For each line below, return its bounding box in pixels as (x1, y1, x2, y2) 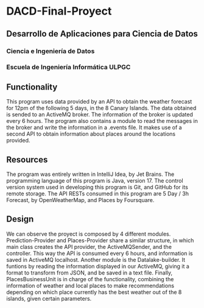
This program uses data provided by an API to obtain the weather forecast (6, 98, 192, 105)
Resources (6, 154, 48, 165)
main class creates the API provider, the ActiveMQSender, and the (6, 243, 172, 250)
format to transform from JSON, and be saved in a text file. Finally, (6, 269, 173, 276)
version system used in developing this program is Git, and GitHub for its (6, 184, 189, 191)
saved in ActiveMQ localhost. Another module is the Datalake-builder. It (6, 256, 186, 263)
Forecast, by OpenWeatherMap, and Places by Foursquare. (6, 197, 155, 204)
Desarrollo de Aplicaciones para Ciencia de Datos (6, 29, 198, 39)
